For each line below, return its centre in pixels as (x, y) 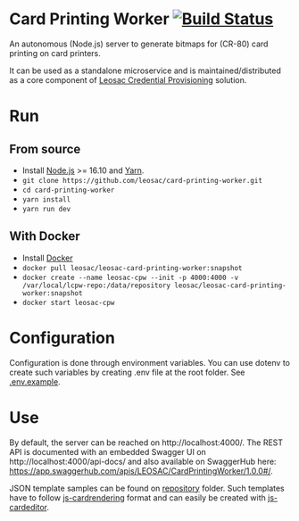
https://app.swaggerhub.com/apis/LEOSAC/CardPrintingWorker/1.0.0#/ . (141, 471)
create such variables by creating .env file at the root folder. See (127, 372)
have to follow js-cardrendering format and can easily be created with (137, 497)
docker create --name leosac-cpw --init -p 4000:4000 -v (130, 277)
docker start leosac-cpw (68, 302)
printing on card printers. (55, 53)
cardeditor (28, 507)
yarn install (46, 199)
